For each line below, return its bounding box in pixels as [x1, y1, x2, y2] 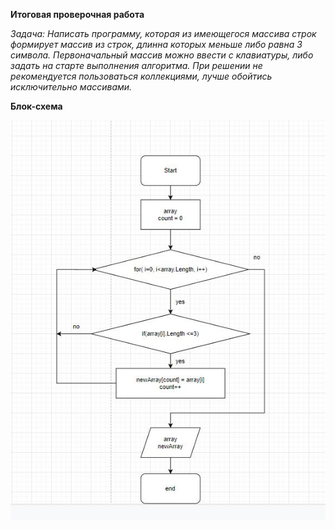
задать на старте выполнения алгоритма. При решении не [10, 60, 263, 71]
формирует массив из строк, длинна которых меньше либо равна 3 [10, 39, 303, 50]
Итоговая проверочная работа [10, 9, 145, 20]
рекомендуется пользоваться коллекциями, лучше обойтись [10, 70, 273, 82]
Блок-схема [10, 100, 63, 112]
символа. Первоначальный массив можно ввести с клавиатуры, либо [10, 49, 314, 61]
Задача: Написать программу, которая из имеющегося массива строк [10, 28, 317, 39]
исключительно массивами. [10, 81, 133, 93]
